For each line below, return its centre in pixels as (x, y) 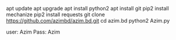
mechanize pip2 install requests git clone (56, 14)
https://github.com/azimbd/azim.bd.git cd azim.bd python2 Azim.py (88, 21)
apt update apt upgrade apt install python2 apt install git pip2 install (87, 8)
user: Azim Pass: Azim (33, 32)
